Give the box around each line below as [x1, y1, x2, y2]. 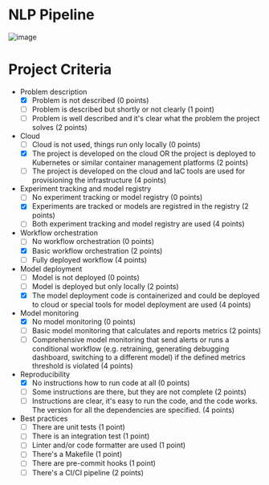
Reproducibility [19, 369, 71, 379]
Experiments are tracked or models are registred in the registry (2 [31, 202, 249, 211]
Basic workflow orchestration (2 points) [31, 246, 163, 255]
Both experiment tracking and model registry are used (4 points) [31, 219, 245, 229]
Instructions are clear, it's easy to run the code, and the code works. [31, 396, 259, 406]
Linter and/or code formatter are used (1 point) [31, 440, 186, 450]
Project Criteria [8, 60, 112, 79]
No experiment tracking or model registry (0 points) [31, 193, 203, 202]
